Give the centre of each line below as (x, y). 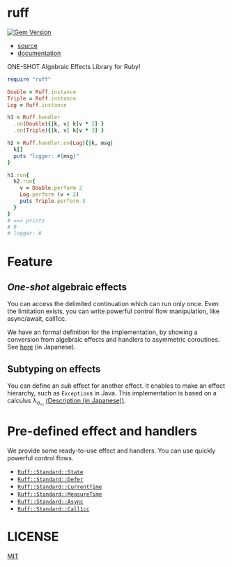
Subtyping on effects (54, 369)
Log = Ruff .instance (37, 105)
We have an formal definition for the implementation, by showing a (102, 332)
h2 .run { (25, 182)
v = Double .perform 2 (51, 188)
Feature (30, 261)
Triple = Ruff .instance (42, 98)
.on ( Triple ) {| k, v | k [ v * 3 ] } (59, 130)
